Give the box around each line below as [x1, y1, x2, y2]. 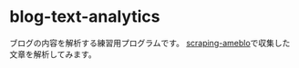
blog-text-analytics [9, 6, 160, 27]
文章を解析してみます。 [9, 48, 98, 60]
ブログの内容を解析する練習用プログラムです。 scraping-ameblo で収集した [9, 37, 291, 48]
